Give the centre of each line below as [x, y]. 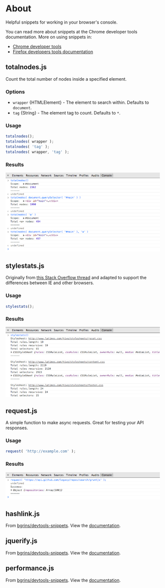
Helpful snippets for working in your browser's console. [62, 22]
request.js [22, 411]
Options [15, 91]
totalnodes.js [26, 67]
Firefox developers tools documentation [53, 52]
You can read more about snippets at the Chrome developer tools [71, 31]
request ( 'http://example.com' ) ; [41, 451]
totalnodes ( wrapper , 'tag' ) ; [37, 152]
